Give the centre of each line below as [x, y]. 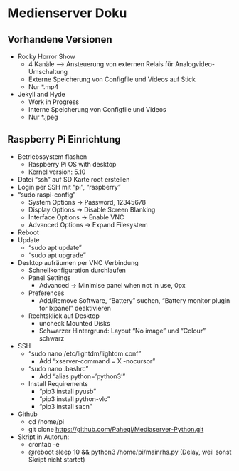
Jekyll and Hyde [41, 94]
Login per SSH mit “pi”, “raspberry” [69, 187]
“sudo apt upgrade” [57, 255]
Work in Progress [54, 102]
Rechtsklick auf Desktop [64, 316]
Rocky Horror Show [47, 56]
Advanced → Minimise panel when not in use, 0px [112, 285]
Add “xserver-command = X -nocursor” [97, 361]
